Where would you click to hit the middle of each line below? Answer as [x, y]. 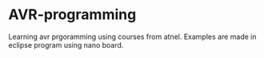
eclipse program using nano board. [66, 44]
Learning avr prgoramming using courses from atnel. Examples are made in [133, 37]
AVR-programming [72, 15]
